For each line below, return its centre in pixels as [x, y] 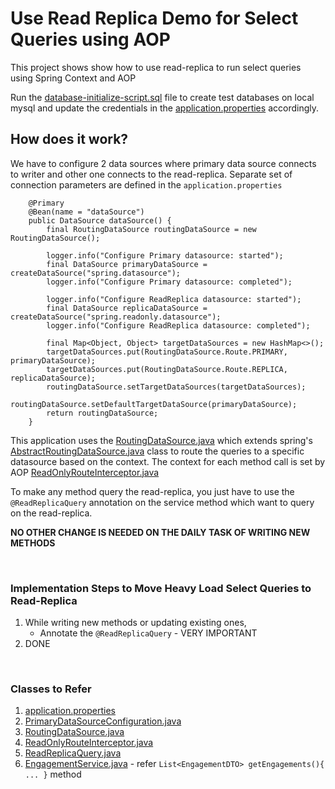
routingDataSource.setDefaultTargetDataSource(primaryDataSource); [154, 404]
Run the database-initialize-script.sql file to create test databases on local [162, 97]
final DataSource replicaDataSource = [127, 308]
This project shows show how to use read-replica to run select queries [156, 67]
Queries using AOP [90, 39]
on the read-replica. [51, 513]
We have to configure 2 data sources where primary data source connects [163, 163]
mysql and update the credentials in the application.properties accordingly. [164, 108]
